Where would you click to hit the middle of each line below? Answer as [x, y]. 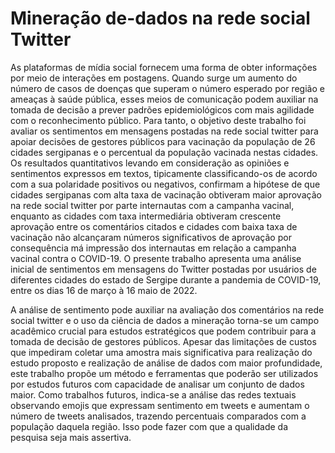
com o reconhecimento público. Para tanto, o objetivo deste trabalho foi [158, 120]
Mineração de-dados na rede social [160, 18]
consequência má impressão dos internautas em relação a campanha [153, 248]
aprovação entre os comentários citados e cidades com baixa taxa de [154, 226]
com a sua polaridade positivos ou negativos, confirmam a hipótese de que [165, 184]
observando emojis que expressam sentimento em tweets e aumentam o [160, 405]
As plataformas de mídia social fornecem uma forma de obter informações [164, 67]
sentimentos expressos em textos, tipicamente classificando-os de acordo [164, 173]
